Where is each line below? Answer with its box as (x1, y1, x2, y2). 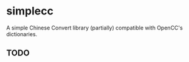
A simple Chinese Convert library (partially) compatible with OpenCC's (6, 24, 184, 31)
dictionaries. (6, 30, 38, 37)
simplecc (6, 4, 53, 18)
